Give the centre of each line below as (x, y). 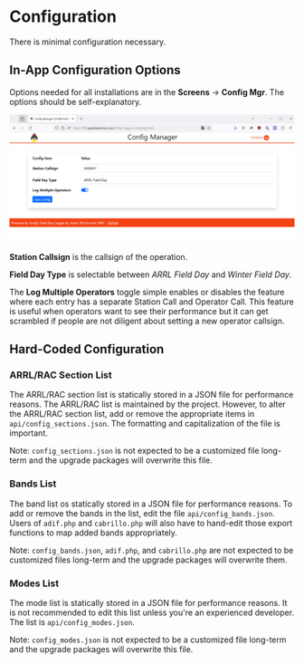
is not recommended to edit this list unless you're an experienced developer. (152, 612)
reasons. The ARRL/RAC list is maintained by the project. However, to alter (148, 404)
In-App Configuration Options (95, 70)
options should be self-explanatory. (76, 101)
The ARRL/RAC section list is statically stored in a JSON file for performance (152, 395)
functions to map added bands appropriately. (94, 533)
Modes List (34, 583)
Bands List (33, 484)
